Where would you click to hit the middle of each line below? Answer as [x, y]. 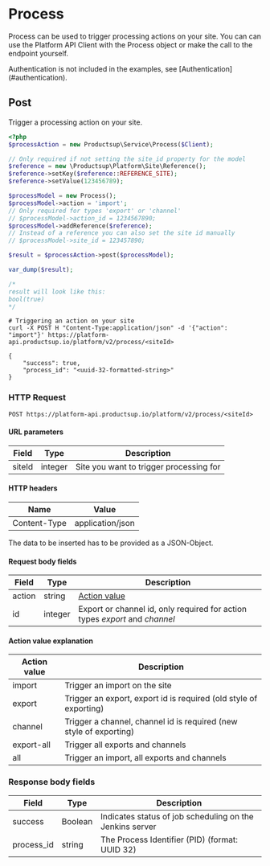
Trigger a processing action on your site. [76, 122]
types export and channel [127, 619]
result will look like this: [57, 291]
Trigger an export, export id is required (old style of [161, 699]
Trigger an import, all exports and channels [145, 758]
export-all [31, 745]
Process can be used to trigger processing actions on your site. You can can [135, 36]
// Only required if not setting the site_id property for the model [127, 159]
